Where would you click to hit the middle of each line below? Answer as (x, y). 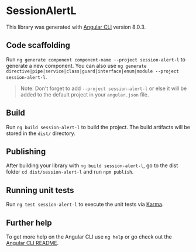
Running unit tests (40, 190)
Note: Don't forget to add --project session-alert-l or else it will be (104, 88)
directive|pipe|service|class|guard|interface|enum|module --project (93, 71)
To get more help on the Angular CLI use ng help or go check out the (89, 237)
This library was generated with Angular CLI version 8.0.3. (76, 27)
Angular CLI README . (32, 243)
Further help (29, 222)
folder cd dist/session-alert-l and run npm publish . (70, 172)
